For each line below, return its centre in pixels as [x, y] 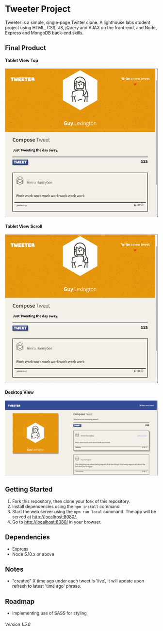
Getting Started [29, 490]
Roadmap [20, 601]
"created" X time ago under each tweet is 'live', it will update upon [78, 581]
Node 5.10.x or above [33, 554]
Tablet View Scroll [24, 227]
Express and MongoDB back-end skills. [44, 33]
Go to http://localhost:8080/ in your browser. [57, 522]
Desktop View [19, 392]
